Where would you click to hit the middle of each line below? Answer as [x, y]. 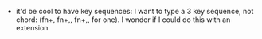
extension [32, 28]
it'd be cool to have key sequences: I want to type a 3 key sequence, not [135, 11]
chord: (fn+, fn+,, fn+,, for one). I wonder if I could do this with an [123, 19]
